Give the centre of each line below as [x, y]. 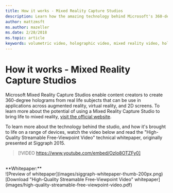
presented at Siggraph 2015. [35, 143]
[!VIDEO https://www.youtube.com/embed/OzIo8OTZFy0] [79, 153]
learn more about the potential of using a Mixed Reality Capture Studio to [83, 111]
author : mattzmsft [25, 22]
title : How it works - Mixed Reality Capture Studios [64, 11]
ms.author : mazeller [28, 27]
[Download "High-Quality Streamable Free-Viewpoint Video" [70, 179]
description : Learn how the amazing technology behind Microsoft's [79, 16]
